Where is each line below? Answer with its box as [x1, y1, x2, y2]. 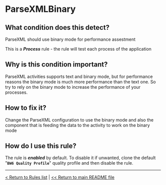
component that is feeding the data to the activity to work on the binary [5, 122, 150, 128]
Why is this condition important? [5, 61, 108, 69]
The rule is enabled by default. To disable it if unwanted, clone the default [5, 155, 156, 161]
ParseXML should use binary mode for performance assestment [5, 36, 136, 42]
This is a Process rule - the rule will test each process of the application [5, 46, 152, 52]
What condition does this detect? [5, 23, 110, 32]
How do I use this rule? [5, 142, 77, 150]
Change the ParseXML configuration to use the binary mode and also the [5, 117, 154, 123]
